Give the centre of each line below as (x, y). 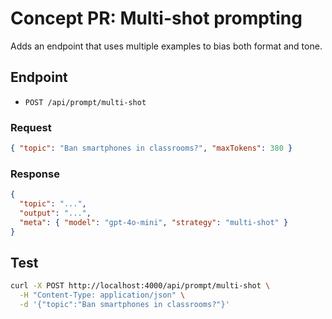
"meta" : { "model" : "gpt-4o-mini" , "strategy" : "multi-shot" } (154, 222)
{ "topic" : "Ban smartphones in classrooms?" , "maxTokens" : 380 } (151, 148)
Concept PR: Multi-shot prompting (156, 18)
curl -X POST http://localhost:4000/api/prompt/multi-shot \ (140, 286)
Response (35, 174)
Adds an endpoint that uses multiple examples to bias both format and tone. (166, 46)
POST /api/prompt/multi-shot (85, 102)
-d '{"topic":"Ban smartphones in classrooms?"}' (124, 305)
